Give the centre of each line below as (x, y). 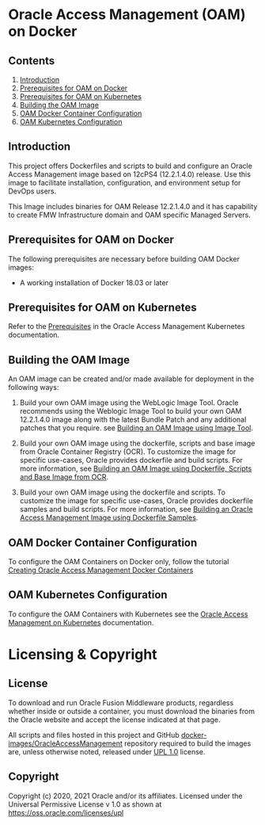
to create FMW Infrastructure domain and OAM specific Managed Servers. (129, 215)
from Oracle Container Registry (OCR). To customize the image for (128, 452)
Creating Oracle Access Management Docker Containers (101, 570)
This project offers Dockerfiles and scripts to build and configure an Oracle (131, 166)
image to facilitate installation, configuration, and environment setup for (125, 182)
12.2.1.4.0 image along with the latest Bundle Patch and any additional (133, 420)
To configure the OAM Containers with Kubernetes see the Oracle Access (128, 614)
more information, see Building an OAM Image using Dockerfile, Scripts (136, 468)
